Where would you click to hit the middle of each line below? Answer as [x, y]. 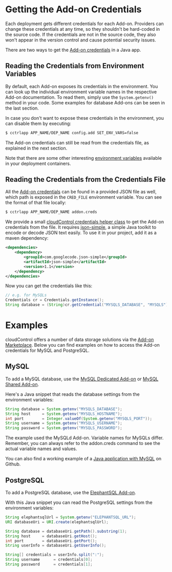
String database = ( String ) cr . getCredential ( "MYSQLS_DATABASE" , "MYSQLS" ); [88, 305]
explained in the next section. [36, 148]
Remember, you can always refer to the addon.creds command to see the [83, 443]
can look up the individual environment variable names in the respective [81, 92]
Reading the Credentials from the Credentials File [85, 179]
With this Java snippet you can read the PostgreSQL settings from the [79, 502]
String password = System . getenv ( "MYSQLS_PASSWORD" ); [64, 428]
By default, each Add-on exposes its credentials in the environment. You [82, 86]
